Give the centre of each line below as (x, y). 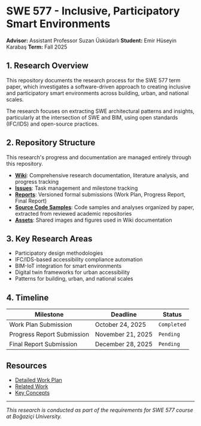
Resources (27, 366)
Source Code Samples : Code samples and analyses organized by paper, (104, 207)
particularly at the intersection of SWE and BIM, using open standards (92, 117)
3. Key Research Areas (49, 239)
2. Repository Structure (51, 143)
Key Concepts (32, 393)
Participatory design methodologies (59, 253)
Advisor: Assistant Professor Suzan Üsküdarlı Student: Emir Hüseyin (92, 40)
